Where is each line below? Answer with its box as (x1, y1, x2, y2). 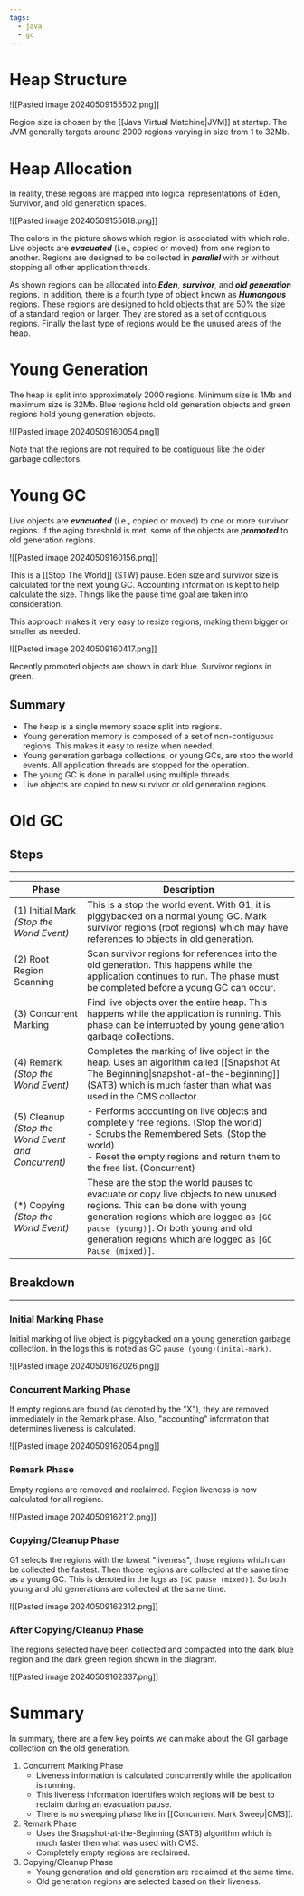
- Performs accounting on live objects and (87, 1104, 268, 1117)
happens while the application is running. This (87, 1007, 282, 1020)
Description (162, 883, 214, 895)
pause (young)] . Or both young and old (87, 1221, 252, 1234)
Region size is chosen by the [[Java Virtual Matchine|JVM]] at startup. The (9, 117, 288, 128)
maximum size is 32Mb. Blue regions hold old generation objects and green (9, 399, 291, 410)
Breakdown (9, 1275, 75, 1291)
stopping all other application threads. (9, 262, 151, 273)
